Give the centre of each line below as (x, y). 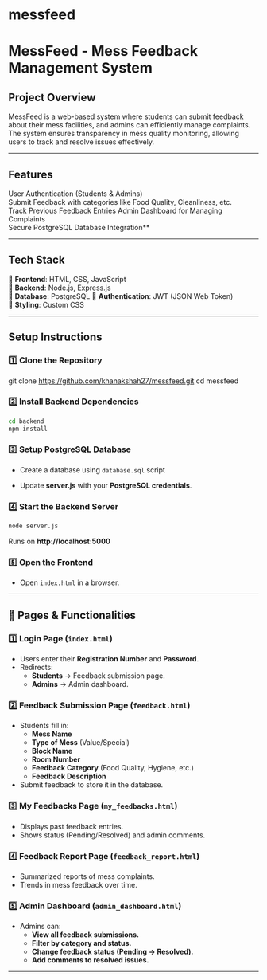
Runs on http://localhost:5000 (60, 541)
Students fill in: (44, 726)
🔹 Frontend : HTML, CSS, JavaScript (67, 279)
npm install (28, 429)
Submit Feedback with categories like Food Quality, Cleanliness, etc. (120, 202)
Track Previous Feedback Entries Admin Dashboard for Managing (115, 210)
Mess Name (52, 734)
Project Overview (52, 97)
